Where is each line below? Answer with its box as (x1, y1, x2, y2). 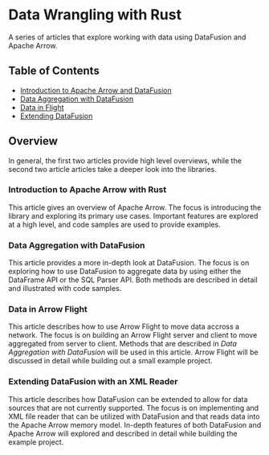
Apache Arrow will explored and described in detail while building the (8, 428, 238, 438)
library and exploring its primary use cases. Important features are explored (8, 211, 259, 220)
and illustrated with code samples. (8, 284, 122, 293)
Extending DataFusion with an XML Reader (8, 376, 178, 387)
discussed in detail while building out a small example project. (8, 356, 213, 366)
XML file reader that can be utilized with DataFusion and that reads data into (8, 412, 260, 421)
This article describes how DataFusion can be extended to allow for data (8, 394, 248, 404)
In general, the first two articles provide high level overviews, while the (8, 155, 243, 166)
